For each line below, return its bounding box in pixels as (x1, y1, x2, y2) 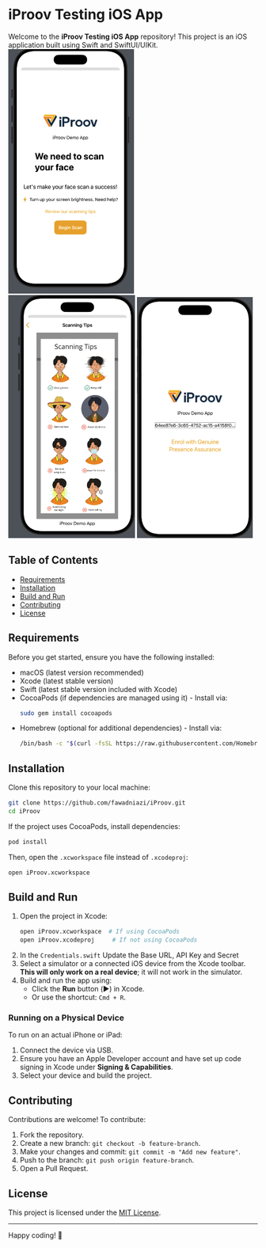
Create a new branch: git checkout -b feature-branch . (19, 1139, 201, 1148)
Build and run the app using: (19, 976, 112, 985)
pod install (8, 838, 47, 846)
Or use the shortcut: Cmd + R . (31, 992, 127, 1003)
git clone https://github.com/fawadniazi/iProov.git (8, 799, 186, 807)
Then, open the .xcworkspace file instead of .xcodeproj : (8, 852, 188, 862)
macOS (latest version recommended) (19, 668, 144, 677)
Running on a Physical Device (8, 1012, 125, 1023)
